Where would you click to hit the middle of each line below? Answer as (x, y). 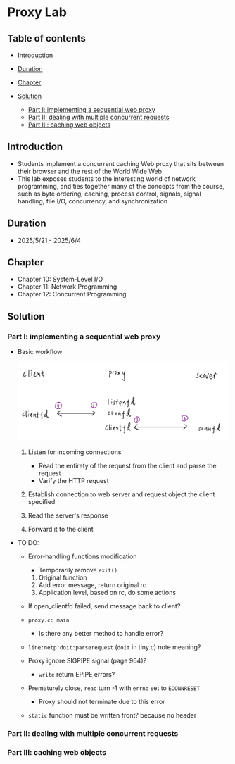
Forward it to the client (61, 529)
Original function (63, 577)
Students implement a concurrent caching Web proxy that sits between (121, 163)
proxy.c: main (49, 620)
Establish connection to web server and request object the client (121, 494)
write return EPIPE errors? (77, 674)
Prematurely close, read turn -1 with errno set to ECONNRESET (114, 688)
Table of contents (46, 38)
